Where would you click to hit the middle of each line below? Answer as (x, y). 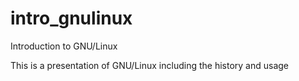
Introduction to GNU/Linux (64, 46)
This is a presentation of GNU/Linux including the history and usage (149, 65)
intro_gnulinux (71, 18)
